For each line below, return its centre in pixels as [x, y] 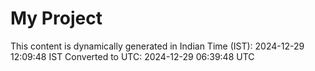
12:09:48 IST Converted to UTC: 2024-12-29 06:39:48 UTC [132, 56]
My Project [56, 18]
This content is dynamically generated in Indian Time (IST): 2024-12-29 [157, 46]
